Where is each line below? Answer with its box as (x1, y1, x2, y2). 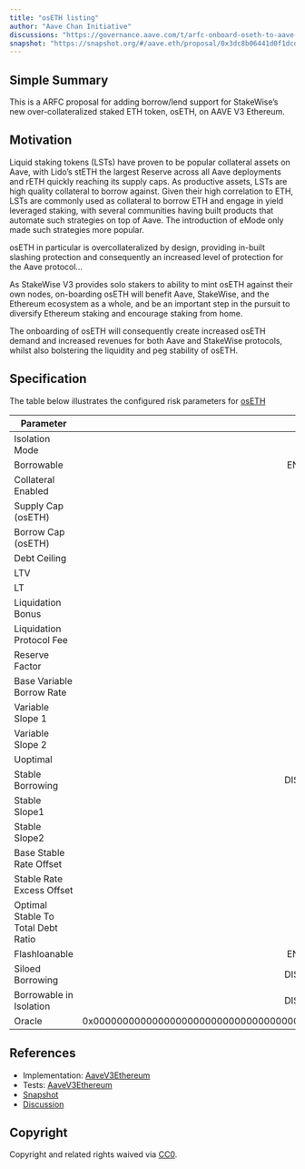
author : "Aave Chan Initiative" (9, 22, 132, 31)
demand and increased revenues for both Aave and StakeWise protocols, (9, 335, 283, 346)
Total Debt (14, 921, 59, 933)
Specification (9, 371, 87, 387)
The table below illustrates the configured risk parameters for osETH (9, 395, 266, 406)
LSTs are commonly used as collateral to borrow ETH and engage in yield (9, 195, 284, 206)
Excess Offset (14, 883, 74, 896)
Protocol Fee (14, 633, 68, 646)
